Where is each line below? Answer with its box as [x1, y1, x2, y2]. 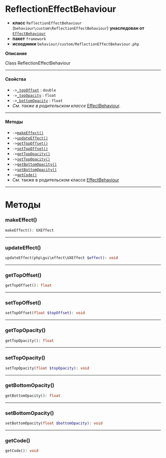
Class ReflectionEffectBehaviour [5, 60, 71, 66]
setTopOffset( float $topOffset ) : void [5, 311, 85, 316]
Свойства [5, 76, 26, 82]
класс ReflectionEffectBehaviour [12, 20, 82, 26]
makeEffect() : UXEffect [5, 228, 54, 233]
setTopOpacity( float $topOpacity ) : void [5, 366, 90, 370]
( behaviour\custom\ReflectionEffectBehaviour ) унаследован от [12, 25, 145, 31]
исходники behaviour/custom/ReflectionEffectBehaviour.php [12, 41, 139, 46]
